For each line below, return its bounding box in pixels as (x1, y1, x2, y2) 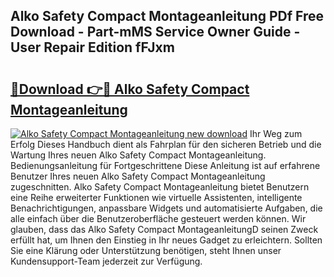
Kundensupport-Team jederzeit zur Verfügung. (10, 255, 203, 267)
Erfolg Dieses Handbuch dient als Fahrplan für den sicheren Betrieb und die (10, 139, 322, 150)
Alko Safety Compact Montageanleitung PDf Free (10, 8, 325, 25)
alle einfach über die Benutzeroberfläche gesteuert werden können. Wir (10, 213, 307, 224)
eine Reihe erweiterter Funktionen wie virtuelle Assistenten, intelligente (10, 192, 303, 203)
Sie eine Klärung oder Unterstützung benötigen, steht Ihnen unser (10, 245, 282, 256)
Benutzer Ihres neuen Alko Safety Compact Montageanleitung (10, 170, 266, 182)
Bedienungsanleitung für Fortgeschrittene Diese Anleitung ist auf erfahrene (10, 160, 321, 171)
